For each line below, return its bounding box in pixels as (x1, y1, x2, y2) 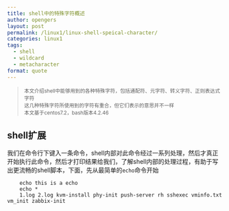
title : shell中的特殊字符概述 (7, 10, 86, 17)
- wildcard (13, 55, 45, 62)
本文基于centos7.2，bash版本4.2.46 (23, 109, 109, 116)
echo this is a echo (19, 179, 78, 187)
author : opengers (7, 16, 57, 23)
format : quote (7, 67, 48, 74)
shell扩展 (7, 129, 47, 141)
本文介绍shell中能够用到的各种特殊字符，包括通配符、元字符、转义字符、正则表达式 (23, 87, 221, 95)
